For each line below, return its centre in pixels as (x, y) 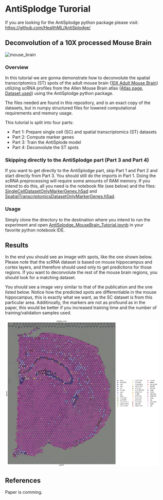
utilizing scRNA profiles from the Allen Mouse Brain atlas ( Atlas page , (74, 88)
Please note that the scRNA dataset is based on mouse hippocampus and (79, 262)
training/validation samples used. (38, 313)
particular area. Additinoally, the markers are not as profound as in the (75, 303)
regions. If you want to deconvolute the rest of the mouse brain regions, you (81, 272)
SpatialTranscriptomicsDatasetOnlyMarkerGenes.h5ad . (60, 196)
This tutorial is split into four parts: (39, 123)
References (23, 480)
